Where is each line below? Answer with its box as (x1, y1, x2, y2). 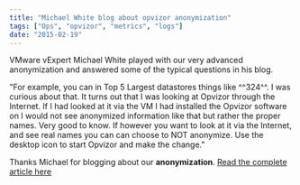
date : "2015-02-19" (9, 30, 83, 39)
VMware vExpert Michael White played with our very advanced (9, 55, 243, 66)
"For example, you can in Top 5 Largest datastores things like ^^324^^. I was (9, 82, 291, 93)
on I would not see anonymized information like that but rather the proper (9, 110, 281, 122)
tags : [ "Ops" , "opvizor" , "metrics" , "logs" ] (9, 22, 183, 31)
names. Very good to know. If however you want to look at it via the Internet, (9, 120, 293, 131)
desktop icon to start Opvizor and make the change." (9, 139, 205, 150)
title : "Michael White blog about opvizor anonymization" (9, 13, 232, 23)
